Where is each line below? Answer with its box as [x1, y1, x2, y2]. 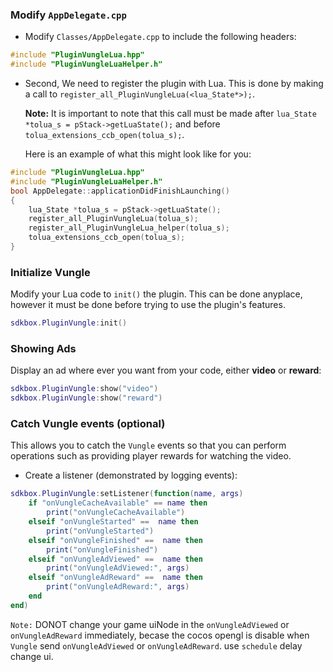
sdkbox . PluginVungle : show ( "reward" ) [10, 393, 163, 403]
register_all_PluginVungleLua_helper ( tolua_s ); [28, 223, 230, 233]
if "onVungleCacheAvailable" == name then [28, 498, 208, 508]
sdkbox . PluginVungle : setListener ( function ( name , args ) [10, 489, 244, 499]
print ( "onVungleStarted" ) [46, 526, 155, 536]
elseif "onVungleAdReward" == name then [28, 573, 203, 583]
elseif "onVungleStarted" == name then [28, 517, 199, 527]
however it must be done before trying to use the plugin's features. [10, 299, 286, 311]
